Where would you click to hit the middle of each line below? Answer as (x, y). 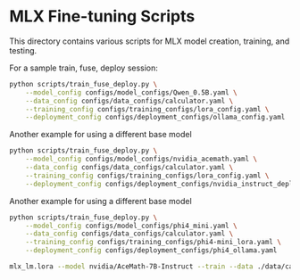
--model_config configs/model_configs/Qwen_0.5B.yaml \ (132, 92)
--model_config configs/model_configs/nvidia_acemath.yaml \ (141, 159)
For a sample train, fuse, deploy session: (84, 68)
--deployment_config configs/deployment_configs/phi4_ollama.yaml (151, 251)
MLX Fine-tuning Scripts (102, 16)
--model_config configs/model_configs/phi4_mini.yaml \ (132, 226)
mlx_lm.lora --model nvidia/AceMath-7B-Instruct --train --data (131, 267)
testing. (23, 50)
